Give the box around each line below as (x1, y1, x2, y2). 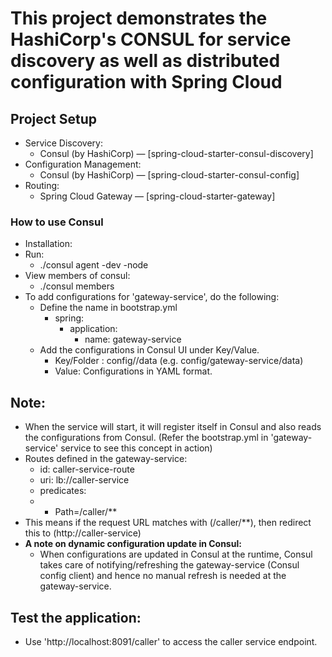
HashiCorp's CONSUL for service (10, 28, 292, 51)
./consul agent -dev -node (39, 259, 149, 271)
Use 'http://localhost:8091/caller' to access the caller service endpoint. (24, 635, 318, 647)
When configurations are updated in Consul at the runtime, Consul (39, 548, 313, 561)
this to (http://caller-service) (24, 527, 142, 539)
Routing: (24, 180, 60, 191)
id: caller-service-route (39, 463, 135, 476)
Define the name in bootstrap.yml (39, 302, 178, 314)
